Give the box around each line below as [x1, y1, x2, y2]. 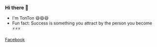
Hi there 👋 [5, 4, 29, 11]
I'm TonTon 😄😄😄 [12, 15, 49, 21]
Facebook [5, 37, 25, 43]
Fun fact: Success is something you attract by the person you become [12, 20, 153, 26]
